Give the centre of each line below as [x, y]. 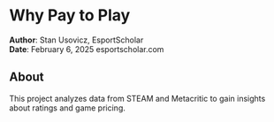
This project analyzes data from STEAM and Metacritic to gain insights [137, 98]
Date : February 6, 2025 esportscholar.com [87, 49]
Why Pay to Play [70, 15]
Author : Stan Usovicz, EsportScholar [76, 40]
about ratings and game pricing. [68, 108]
